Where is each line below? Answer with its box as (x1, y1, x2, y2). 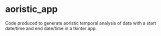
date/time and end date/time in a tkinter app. (5, 25, 97, 31)
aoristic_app (5, 3, 58, 15)
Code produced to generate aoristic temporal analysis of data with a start (5, 20, 156, 26)
